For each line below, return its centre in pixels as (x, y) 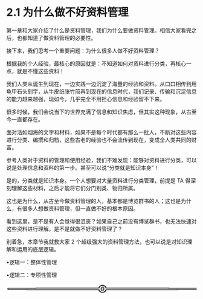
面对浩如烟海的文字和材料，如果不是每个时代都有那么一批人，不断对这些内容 (101, 132)
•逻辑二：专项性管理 (32, 275)
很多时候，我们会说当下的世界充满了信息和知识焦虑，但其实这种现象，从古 (99, 112)
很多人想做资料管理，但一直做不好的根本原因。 (80, 208)
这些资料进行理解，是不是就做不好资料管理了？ (64, 229)
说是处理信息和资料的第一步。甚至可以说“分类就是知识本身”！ (83, 167)
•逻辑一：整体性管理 (32, 262)
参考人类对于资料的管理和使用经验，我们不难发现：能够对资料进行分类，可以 (101, 160)
